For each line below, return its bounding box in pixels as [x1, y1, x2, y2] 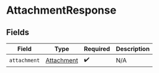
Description [116, 45, 150, 53]
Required [83, 45, 110, 53]
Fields [6, 27, 30, 37]
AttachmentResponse [6, 4, 117, 17]
